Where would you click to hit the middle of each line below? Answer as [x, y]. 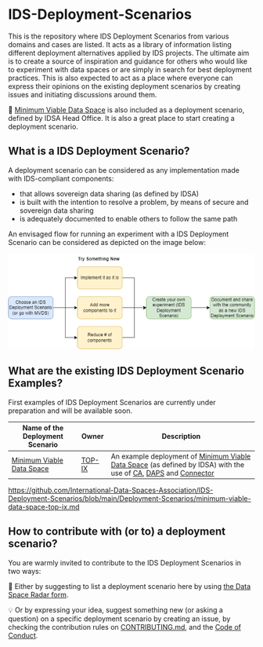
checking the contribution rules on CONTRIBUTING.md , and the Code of [124, 627]
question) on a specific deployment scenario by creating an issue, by [119, 619]
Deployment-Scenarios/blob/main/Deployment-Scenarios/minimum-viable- [130, 499]
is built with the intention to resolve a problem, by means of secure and [134, 202]
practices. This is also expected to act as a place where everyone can [121, 78]
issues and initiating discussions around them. [83, 94]
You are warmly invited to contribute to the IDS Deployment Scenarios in [124, 562]
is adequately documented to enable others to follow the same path [128, 218]
